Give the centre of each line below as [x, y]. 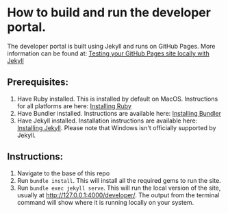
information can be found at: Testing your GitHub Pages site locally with [109, 53]
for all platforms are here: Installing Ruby [74, 106]
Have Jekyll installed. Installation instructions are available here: [107, 121]
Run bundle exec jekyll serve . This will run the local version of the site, [119, 188]
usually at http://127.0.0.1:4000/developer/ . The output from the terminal [118, 195]
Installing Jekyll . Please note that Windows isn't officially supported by [116, 127]
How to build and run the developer [109, 13]
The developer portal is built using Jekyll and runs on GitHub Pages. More [111, 46]
